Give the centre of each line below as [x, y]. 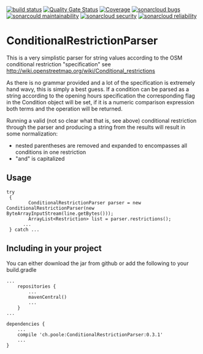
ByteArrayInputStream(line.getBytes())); [60, 214]
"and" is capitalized [40, 158]
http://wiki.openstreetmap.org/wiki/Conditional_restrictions [81, 71]
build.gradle [21, 269]
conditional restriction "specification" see [59, 64]
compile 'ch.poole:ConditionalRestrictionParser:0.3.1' [90, 334]
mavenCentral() [48, 297]
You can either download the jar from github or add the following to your [98, 263]
